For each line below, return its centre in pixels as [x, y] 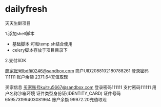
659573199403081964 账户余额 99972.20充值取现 [56, 99]
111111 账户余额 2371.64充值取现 [37, 77]
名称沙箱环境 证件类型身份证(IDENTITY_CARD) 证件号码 [65, 93]
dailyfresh [26, 9]
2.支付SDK [16, 60]
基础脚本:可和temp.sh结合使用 [42, 44]
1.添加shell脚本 [20, 33]
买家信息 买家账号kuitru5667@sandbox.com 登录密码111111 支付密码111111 [78, 87]
